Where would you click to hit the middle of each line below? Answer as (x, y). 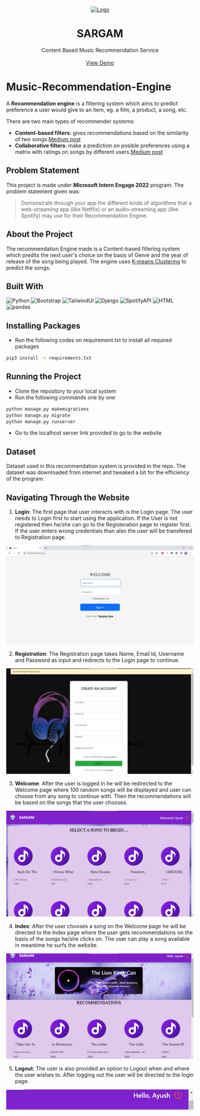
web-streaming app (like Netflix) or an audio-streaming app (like (99, 209)
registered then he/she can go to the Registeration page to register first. (103, 525)
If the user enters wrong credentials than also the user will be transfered (103, 531)
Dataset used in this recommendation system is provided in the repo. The (96, 466)
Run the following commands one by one (65, 397)
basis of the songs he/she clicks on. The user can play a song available (102, 938)
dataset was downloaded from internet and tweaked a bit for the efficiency (98, 472)
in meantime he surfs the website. (56, 945)
